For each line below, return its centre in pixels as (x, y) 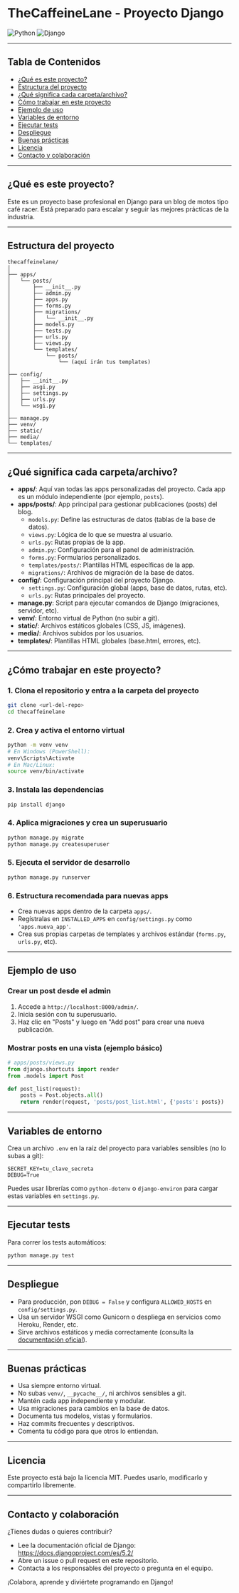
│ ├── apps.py (38, 300)
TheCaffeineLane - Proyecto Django (116, 13)
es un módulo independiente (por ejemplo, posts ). (91, 497)
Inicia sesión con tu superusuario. (67, 1014)
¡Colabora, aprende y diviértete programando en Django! (90, 1582)
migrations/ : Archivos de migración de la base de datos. (111, 573)
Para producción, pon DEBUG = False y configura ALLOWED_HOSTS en (115, 1302)
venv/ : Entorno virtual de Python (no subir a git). (89, 618)
